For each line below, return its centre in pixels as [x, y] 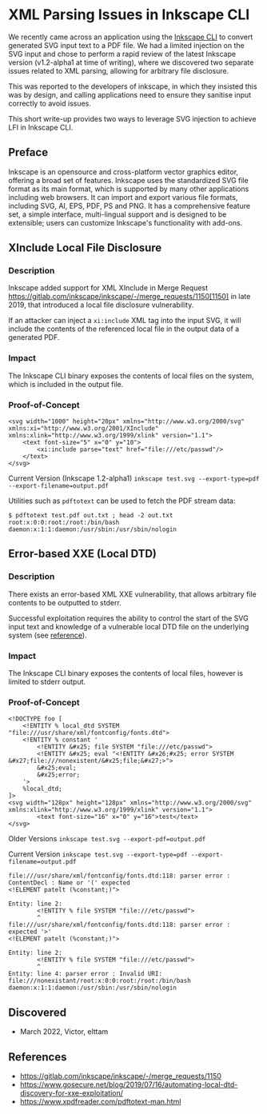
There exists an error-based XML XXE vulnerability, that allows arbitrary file [133, 594]
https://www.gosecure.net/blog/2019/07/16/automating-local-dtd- [129, 1084]
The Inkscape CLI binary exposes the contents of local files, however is [126, 673]
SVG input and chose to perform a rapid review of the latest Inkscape [122, 54]
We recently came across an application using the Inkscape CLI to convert [131, 37]
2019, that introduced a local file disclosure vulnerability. [101, 305]
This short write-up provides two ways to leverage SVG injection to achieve [132, 118]
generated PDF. [34, 337]
